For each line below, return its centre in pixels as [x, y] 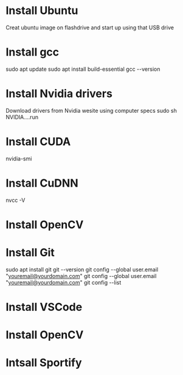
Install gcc [33, 52]
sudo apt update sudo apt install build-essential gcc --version [83, 69]
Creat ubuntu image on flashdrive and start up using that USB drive [90, 27]
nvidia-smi [19, 159]
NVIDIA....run [22, 117]
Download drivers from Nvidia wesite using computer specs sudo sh [91, 110]
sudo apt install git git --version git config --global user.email [82, 270]
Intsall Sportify [44, 363]
